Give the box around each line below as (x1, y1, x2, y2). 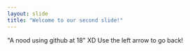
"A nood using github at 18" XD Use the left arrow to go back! (7, 36, 184, 44)
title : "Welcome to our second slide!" (7, 17, 124, 24)
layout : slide (7, 10, 49, 17)
